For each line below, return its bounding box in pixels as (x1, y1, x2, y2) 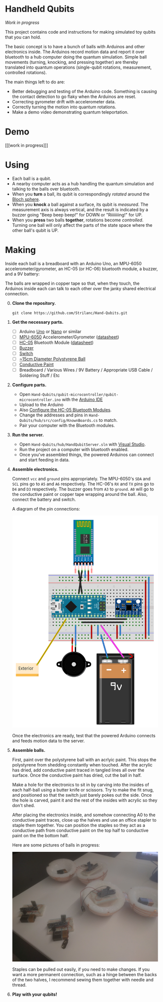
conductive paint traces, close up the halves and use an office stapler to (12, 817, 157, 823)
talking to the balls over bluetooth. (12, 186, 81, 192)
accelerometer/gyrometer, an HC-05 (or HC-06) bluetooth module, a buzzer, (5, 266, 158, 272)
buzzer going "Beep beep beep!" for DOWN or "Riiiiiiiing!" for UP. (12, 212, 143, 217)
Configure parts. (12, 382, 47, 388)
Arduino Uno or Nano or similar (19, 328, 81, 334)
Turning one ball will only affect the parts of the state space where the (12, 222, 153, 228)
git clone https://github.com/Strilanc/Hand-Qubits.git (12, 311, 128, 315)
